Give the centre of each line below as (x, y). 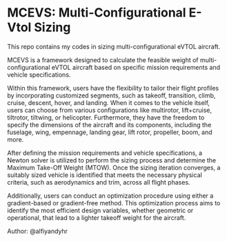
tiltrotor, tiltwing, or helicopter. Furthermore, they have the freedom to (106, 117)
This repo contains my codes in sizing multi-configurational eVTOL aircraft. (114, 46)
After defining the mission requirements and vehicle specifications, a (105, 153)
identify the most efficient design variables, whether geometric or (100, 210)
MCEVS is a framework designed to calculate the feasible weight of (103, 59)
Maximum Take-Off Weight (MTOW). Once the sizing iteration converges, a (114, 167)
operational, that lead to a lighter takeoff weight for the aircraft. (97, 217)
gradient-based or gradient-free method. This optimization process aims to (114, 203)
